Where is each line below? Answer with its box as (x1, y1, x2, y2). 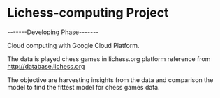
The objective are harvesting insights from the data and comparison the (7, 75, 214, 84)
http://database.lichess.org (7, 62, 85, 70)
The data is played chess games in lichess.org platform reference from (7, 54, 211, 63)
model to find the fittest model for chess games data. (7, 83, 160, 91)
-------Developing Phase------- (7, 28, 99, 36)
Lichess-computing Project (7, 5, 169, 21)
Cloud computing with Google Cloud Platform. (7, 41, 140, 49)
